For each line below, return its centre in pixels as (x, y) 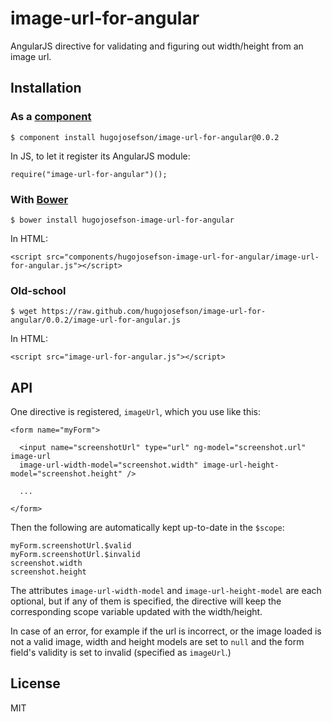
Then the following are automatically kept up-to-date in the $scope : (147, 528)
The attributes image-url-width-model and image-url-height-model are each (166, 591)
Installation (46, 88)
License (35, 683)
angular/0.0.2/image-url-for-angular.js (96, 320)
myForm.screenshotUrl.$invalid (75, 555)
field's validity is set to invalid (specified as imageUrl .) (121, 653)
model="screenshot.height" (66, 474)
